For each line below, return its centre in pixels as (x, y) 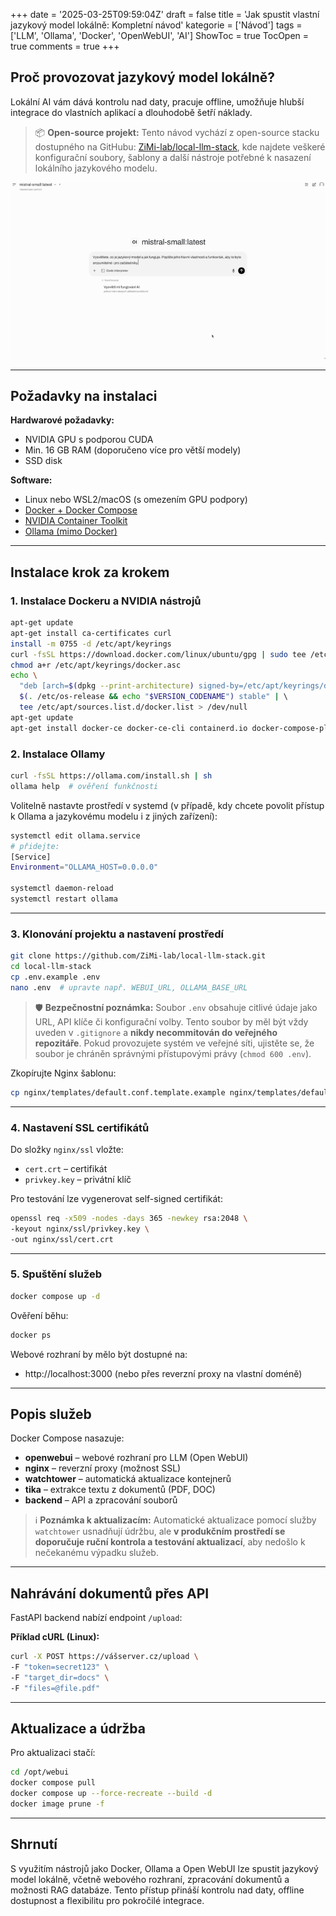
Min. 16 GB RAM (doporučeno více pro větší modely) (133, 450)
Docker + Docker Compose (81, 510)
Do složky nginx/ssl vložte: (67, 1149)
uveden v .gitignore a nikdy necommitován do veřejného (156, 1032)
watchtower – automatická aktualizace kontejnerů (128, 1479)
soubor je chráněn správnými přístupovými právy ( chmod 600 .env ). (173, 1053)
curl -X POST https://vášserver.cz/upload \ (104, 1657)
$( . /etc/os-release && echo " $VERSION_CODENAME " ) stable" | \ (154, 697)
